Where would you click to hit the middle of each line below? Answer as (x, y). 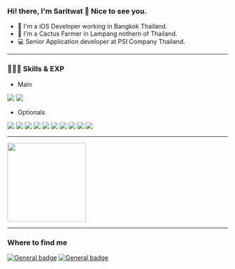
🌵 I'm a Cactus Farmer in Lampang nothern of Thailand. (97, 34)
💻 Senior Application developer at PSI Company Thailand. (101, 42)
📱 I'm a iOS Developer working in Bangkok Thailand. (92, 27)
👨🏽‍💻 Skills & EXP (36, 69)
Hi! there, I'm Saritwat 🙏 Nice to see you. (77, 11)
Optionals (31, 112)
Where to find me (37, 242)
